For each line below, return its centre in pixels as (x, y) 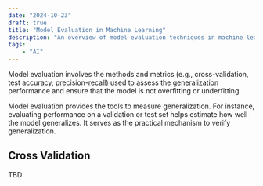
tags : (17, 45)
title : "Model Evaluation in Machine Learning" (87, 30)
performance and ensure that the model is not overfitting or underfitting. (124, 91)
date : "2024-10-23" (40, 15)
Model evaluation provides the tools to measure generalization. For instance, (131, 106)
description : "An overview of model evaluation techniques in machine (126, 37)
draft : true (27, 23)
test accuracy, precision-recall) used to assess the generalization (113, 82)
